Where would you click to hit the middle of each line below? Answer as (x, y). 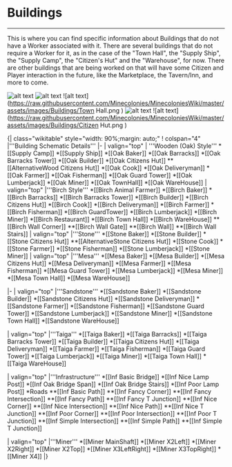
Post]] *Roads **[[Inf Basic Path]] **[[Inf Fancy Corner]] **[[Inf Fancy (109, 391)
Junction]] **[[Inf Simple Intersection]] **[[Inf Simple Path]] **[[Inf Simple (115, 421)
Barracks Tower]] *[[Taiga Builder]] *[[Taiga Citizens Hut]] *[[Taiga (103, 341)
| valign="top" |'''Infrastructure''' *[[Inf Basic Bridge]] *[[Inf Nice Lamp (108, 377)
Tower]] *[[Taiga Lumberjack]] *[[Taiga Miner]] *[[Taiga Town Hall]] (105, 356)
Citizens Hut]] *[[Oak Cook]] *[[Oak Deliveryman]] (133, 168)
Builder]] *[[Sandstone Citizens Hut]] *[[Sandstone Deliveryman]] (101, 298)
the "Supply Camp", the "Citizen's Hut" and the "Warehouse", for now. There (116, 60)
